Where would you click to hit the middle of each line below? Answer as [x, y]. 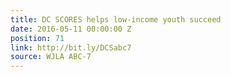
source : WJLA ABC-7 [51, 57]
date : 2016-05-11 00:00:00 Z [71, 29]
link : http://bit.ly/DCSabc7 [71, 47]
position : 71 [37, 38]
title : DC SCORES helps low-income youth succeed [116, 19]
